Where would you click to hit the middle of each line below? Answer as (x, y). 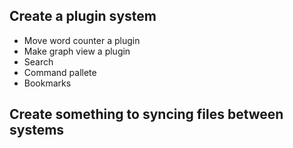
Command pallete (60, 72)
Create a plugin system (83, 16)
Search (38, 61)
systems (37, 130)
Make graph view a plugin (77, 51)
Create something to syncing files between (146, 114)
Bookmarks (47, 83)
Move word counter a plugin (82, 40)
